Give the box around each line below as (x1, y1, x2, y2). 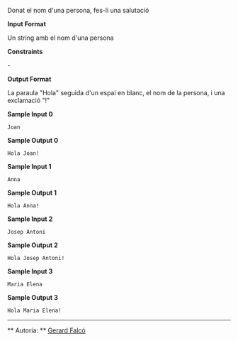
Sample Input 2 (7, 215, 53, 223)
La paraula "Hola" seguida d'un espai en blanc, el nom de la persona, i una (7, 89, 225, 97)
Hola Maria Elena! (7, 307, 62, 314)
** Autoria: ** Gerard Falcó (7, 326, 86, 335)
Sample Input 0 (7, 110, 53, 118)
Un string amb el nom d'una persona (7, 33, 115, 42)
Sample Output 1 (7, 188, 57, 197)
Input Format (7, 20, 46, 28)
